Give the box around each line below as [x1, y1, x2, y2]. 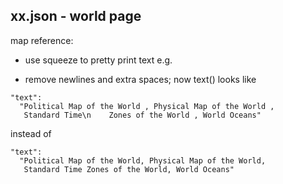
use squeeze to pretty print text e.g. [24, 54, 173, 66]
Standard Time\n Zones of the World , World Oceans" [23, 110, 262, 120]
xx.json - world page [10, 8, 142, 25]
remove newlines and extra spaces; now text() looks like [24, 73, 257, 85]
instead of [10, 127, 52, 139]
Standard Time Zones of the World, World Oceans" [23, 164, 235, 174]
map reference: [10, 34, 74, 46]
